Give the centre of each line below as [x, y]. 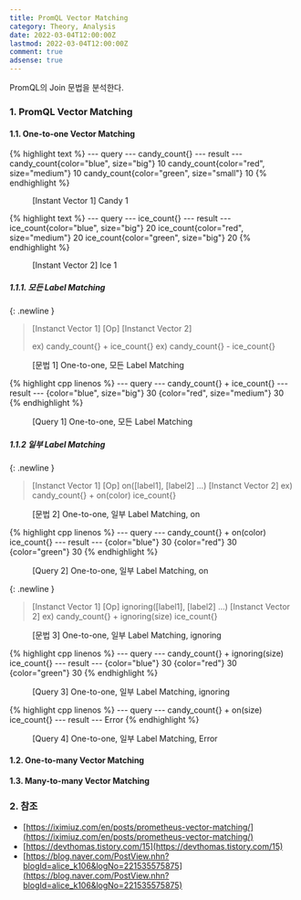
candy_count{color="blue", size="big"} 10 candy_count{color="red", [137, 164]
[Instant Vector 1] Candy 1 [81, 201]
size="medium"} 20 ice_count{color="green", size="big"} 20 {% [130, 238]
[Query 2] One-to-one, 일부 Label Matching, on [120, 571]
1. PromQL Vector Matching [71, 111]
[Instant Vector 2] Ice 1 [75, 265]
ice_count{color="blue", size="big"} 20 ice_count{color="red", [127, 228]
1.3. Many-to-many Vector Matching [80, 781]
